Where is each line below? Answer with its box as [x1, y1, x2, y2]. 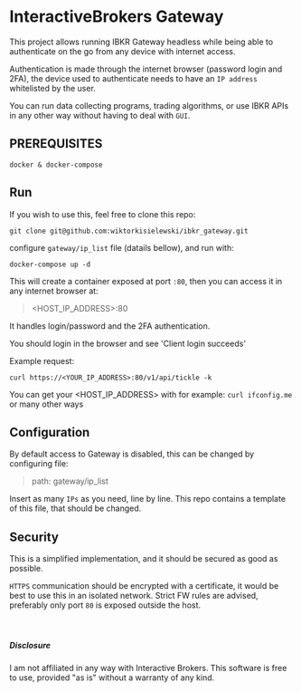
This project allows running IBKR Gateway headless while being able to [9, 36, 274, 47]
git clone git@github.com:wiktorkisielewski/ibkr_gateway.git [9, 226, 249, 235]
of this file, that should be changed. [9, 503, 142, 514]
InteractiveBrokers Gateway [9, 6, 224, 27]
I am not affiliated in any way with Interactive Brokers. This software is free [9, 663, 287, 674]
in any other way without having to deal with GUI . [9, 110, 191, 120]
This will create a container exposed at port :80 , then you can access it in [9, 275, 283, 286]
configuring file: [9, 458, 69, 469]
